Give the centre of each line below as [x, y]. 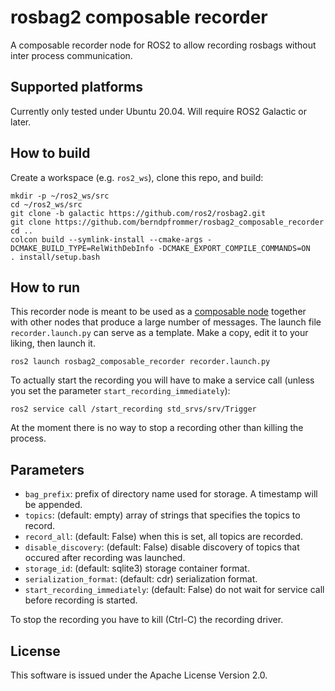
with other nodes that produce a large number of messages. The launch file [166, 322]
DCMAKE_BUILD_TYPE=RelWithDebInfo [82, 248]
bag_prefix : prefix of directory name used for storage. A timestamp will [171, 494]
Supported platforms [76, 87]
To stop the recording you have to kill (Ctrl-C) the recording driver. [147, 620]
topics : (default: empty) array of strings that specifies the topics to [162, 515]
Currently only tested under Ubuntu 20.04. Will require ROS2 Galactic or [159, 111]
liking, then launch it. [53, 343]
